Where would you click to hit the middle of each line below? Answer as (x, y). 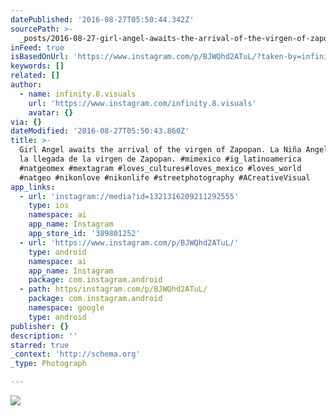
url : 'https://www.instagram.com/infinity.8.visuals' (142, 103)
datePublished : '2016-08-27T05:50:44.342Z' (102, 19)
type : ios (49, 206)
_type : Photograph (48, 364)
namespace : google (66, 308)
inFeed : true (37, 47)
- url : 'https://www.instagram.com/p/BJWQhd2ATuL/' (129, 242)
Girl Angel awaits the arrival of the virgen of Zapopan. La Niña (160, 150)
